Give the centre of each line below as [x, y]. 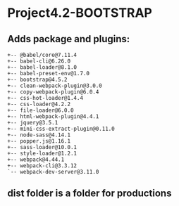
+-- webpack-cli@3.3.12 [42, 166]
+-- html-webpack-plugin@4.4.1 [53, 117]
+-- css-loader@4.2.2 [39, 104]
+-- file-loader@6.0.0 [41, 110]
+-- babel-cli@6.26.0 [39, 61]
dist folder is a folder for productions [89, 194]
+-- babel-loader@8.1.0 [42, 67]
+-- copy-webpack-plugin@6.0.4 [53, 92]
